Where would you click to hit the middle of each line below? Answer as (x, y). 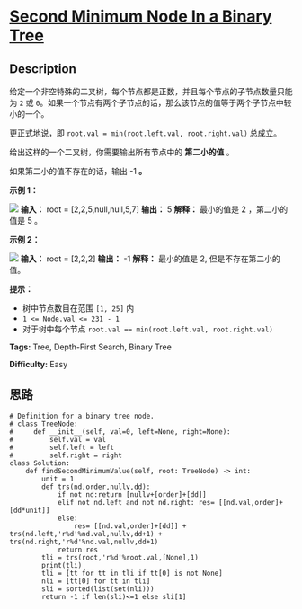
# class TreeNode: (44, 424)
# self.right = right (66, 455)
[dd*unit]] (30, 510)
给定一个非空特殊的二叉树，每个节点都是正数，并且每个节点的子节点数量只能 (151, 91)
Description (43, 69)
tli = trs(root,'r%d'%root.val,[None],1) (120, 557)
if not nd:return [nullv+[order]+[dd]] (132, 494)
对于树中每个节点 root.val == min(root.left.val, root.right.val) (148, 329)
